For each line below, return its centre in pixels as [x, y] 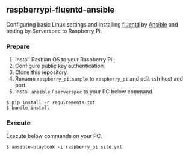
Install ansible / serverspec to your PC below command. [84, 92]
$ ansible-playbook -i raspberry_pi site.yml [64, 147]
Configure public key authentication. [60, 66]
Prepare [18, 46]
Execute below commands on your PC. [54, 136]
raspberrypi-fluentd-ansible [60, 10]
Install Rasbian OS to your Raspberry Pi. [64, 60]
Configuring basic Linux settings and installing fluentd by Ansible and [92, 24]
